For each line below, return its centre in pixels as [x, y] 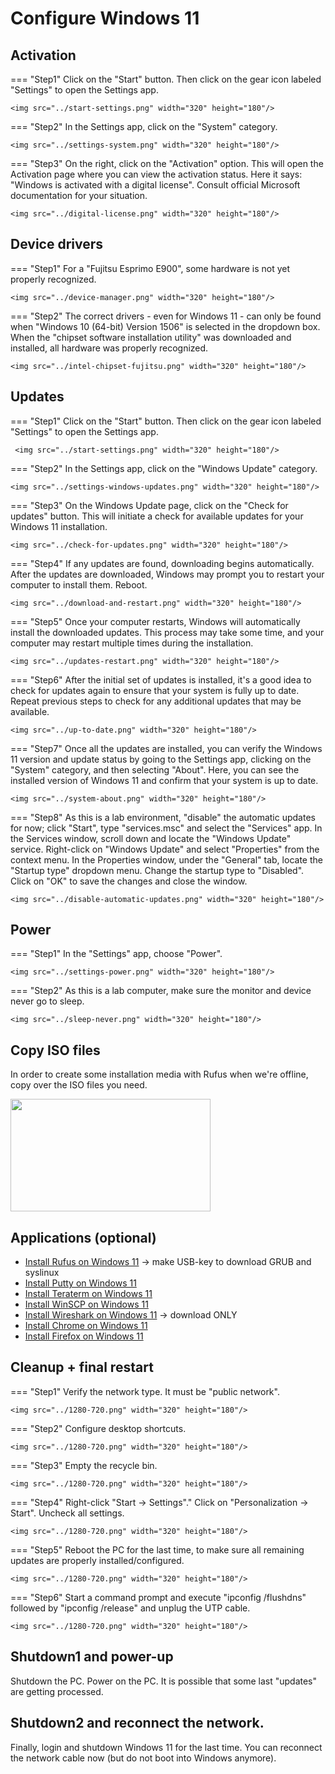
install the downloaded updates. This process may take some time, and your [167, 632]
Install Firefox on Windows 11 [84, 1336]
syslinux [42, 1273]
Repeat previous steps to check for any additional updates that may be [156, 701]
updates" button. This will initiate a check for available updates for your [157, 516]
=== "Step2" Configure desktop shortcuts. [98, 1428]
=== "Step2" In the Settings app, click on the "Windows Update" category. [164, 468]
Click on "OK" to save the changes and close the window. [129, 881]
